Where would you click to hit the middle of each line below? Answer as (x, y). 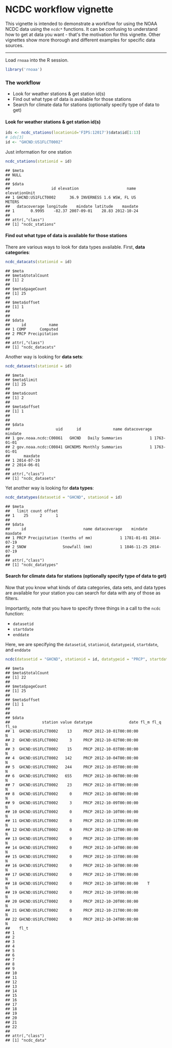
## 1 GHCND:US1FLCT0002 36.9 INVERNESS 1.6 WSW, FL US (71, 197)
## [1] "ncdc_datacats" (31, 347)
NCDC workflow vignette (59, 9)
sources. (15, 45)
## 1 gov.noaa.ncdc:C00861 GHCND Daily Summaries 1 (79, 438)
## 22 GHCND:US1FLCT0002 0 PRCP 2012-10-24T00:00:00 (72, 919)
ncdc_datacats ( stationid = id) (39, 262)
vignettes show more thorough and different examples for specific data (80, 40)
